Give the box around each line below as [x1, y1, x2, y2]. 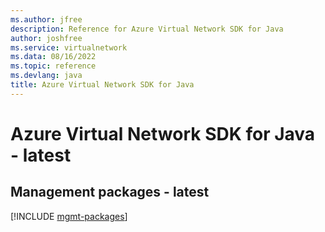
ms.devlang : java [10, 71, 83, 81]
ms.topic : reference [10, 61, 97, 71]
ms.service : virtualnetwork [10, 42, 128, 53]
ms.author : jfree [10, 14, 83, 25]
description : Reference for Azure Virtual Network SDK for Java [10, 24, 284, 34]
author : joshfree [10, 33, 83, 43]
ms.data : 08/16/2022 [10, 52, 97, 62]
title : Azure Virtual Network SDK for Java [10, 80, 195, 90]
